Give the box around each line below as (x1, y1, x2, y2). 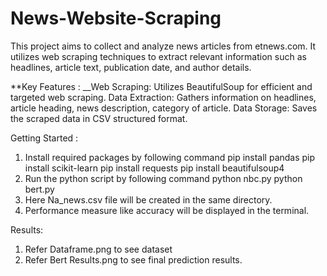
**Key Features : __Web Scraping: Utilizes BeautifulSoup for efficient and (10, 80, 313, 92)
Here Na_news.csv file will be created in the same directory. (24, 193, 273, 206)
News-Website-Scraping (10, 7, 222, 30)
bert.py (24, 183, 55, 195)
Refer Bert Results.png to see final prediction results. (24, 253, 243, 266)
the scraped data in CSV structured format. (10, 112, 188, 124)
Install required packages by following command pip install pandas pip (24, 151, 316, 163)
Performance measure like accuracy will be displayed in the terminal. (24, 204, 310, 216)
